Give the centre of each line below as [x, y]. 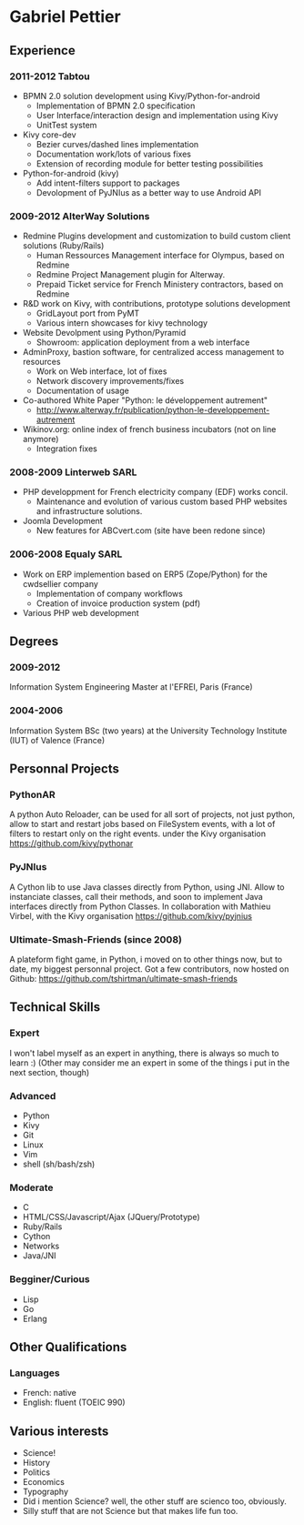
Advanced [33, 1096]
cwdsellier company [60, 583]
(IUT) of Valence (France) [57, 740]
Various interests [59, 1431]
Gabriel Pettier [65, 17]
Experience [42, 50]
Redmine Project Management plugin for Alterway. [131, 275]
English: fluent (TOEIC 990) [74, 1402]
